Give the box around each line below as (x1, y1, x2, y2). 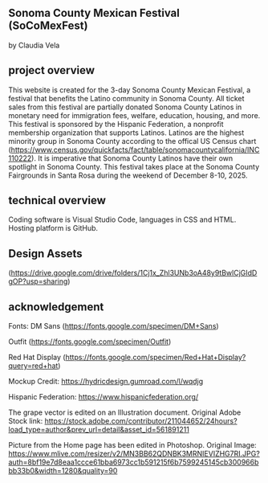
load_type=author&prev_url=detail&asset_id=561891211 (8, 425, 190, 435)
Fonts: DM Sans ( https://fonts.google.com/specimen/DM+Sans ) (8, 321, 219, 331)
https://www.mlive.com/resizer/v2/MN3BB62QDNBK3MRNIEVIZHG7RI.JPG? (8, 449, 261, 459)
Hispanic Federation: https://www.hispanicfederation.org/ (8, 392, 199, 402)
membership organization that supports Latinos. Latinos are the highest (8, 128, 245, 137)
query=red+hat (8, 361, 59, 370)
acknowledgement (8, 300, 104, 313)
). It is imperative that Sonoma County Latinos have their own (30, 153, 233, 163)
